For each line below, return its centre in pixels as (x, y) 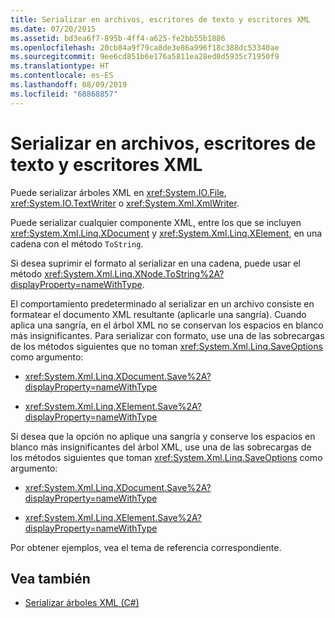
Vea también (50, 578)
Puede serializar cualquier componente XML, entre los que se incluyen (156, 222)
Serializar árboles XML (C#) (82, 603)
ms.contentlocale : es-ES (62, 76)
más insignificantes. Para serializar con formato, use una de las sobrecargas (167, 335)
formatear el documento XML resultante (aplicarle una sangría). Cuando (158, 314)
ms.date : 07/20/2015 (53, 29)
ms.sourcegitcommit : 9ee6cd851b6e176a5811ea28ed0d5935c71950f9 (145, 57)
